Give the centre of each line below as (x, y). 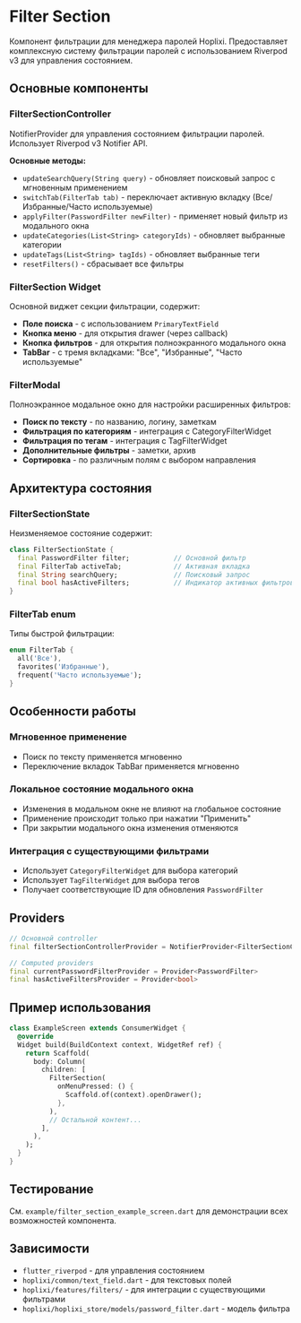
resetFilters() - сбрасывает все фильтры (103, 264)
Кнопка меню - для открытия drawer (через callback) (125, 333)
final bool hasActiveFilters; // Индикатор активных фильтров (156, 583)
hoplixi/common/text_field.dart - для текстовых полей (127, 1280)
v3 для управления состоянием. (71, 60)
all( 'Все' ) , (40, 659)
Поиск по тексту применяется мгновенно (102, 757)
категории (42, 245)
